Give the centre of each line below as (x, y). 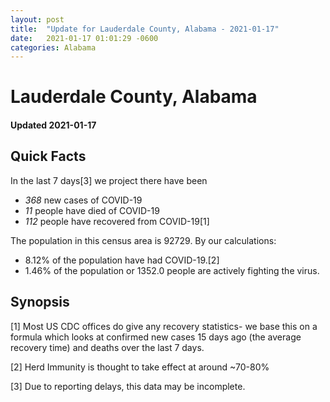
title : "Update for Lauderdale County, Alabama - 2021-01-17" (145, 29)
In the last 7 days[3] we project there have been (109, 180)
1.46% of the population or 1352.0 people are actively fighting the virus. (172, 270)
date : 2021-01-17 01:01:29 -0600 (84, 38)
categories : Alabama (53, 47)
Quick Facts (48, 156)
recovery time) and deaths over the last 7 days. (107, 347)
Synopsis (40, 302)
